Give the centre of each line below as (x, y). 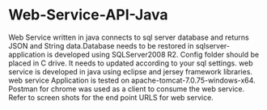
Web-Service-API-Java (88, 15)
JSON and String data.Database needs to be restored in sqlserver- (119, 45)
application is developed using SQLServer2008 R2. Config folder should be (134, 54)
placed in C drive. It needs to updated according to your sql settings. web (131, 63)
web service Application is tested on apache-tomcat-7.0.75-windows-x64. (132, 80)
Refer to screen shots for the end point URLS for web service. (111, 97)
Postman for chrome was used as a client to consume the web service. (127, 89)
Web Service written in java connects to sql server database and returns (129, 37)
